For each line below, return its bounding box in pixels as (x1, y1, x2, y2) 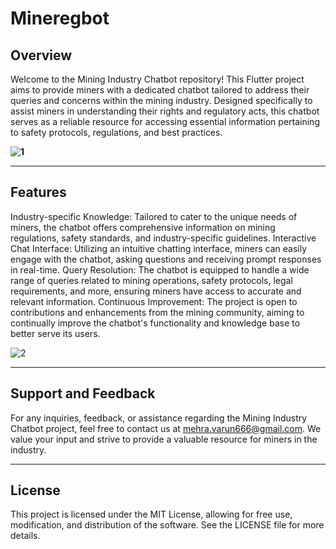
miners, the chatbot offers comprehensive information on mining (10, 221, 276, 233)
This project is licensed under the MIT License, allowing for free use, (10, 508, 293, 521)
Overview (10, 47, 73, 64)
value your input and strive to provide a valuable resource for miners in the (10, 433, 318, 445)
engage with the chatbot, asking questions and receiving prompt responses (10, 253, 322, 265)
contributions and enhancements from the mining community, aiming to (10, 306, 305, 318)
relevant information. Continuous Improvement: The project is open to (10, 295, 298, 307)
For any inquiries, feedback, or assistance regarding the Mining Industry (10, 412, 308, 424)
